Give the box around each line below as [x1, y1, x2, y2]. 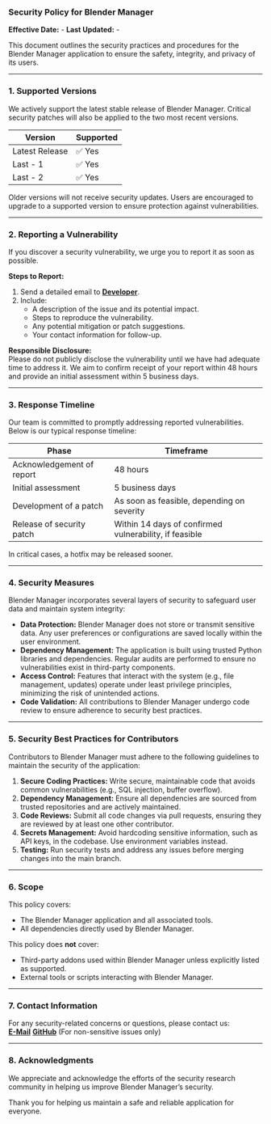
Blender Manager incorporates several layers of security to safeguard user [8, 595, 256, 605]
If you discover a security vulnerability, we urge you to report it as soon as [8, 247, 255, 256]
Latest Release [12, 145, 69, 156]
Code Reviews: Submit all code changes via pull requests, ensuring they [19, 810, 262, 820]
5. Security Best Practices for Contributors [8, 733, 179, 745]
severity [114, 505, 145, 517]
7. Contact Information [8, 1000, 98, 1011]
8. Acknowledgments [8, 1054, 94, 1066]
